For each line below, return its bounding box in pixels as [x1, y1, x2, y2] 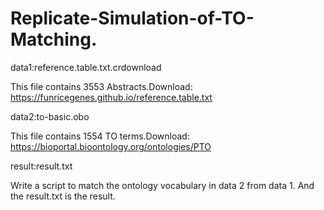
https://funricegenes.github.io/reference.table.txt [10, 91, 213, 103]
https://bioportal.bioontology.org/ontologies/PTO [10, 140, 212, 152]
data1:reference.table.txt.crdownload [10, 61, 162, 73]
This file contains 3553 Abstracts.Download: [10, 80, 193, 92]
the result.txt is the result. [10, 190, 116, 202]
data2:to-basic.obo [10, 110, 90, 122]
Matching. [10, 28, 98, 51]
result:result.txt [10, 160, 73, 172]
